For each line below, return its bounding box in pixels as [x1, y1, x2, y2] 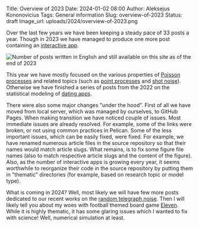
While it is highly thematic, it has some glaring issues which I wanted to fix [6, 208, 188, 215]
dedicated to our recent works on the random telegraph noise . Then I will [6, 196, 185, 202]
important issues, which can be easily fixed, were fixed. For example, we [6, 133, 184, 140]
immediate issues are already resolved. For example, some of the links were [6, 121, 192, 127]
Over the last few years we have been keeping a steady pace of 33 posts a [6, 29, 189, 36]
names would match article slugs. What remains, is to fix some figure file [6, 146, 184, 153]
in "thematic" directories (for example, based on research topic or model [6, 171, 184, 178]
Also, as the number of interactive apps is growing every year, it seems [6, 159, 180, 165]
